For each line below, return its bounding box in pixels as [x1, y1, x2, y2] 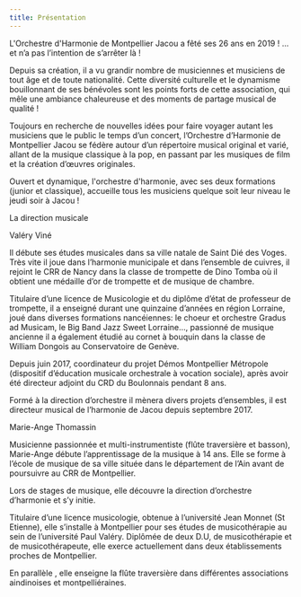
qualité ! [9, 102, 40, 113]
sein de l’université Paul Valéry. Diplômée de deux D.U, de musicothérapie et [9, 531, 292, 541]
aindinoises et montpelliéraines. [9, 576, 128, 588]
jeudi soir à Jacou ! [9, 195, 80, 206]
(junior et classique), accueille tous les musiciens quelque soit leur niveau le [9, 185, 291, 196]
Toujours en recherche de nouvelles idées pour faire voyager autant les [9, 120, 274, 131]
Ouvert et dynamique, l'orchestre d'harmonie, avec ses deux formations [9, 176, 276, 187]
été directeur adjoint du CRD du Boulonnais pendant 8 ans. [9, 377, 227, 388]
